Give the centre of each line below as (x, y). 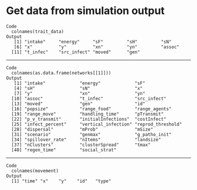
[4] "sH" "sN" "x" (78, 88)
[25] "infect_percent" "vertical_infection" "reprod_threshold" (97, 124)
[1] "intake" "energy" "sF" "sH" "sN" (93, 42)
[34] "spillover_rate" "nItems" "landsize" (86, 140)
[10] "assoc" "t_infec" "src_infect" (89, 99)
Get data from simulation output (86, 11)
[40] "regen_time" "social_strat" (64, 150)
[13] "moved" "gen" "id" (78, 104)
